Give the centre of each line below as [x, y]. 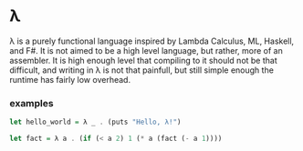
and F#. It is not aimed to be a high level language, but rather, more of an [146, 50]
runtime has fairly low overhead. [70, 79]
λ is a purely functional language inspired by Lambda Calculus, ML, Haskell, [152, 41]
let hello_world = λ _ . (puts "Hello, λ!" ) [95, 122]
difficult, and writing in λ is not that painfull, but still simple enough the [141, 70]
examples [31, 103]
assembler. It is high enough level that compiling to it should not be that [144, 60]
